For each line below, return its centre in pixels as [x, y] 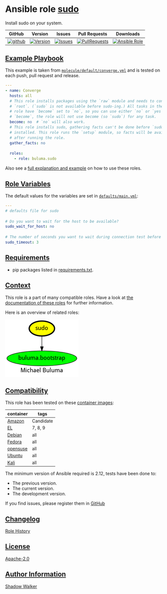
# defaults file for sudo [32, 211]
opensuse [17, 449]
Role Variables [28, 184]
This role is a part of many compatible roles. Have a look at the [69, 297]
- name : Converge [23, 91]
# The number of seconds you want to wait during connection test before [83, 237]
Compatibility [27, 391]
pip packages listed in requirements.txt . [53, 270]
